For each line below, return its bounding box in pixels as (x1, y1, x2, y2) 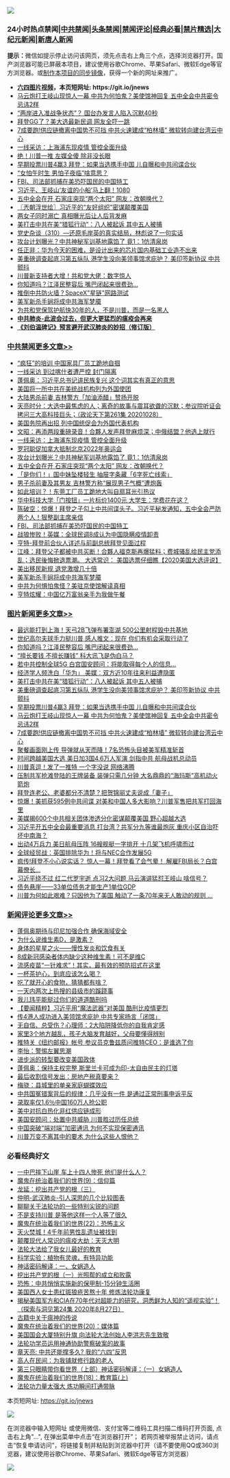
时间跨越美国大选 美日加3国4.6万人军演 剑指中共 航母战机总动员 (16, 754, 197, 762)
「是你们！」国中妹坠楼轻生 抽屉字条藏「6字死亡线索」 (16, 470, 173, 478)
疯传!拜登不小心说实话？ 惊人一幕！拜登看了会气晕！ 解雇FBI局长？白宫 (16, 857, 218, 865)
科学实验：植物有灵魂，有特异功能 (16, 1254, 114, 1262)
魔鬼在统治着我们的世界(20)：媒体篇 (16, 1322, 120, 1331)
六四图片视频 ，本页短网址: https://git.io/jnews (16, 83, 149, 92)
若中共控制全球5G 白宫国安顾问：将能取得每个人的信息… (16, 660, 177, 668)
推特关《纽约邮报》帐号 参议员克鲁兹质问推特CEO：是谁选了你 (16, 1038, 194, 1046)
